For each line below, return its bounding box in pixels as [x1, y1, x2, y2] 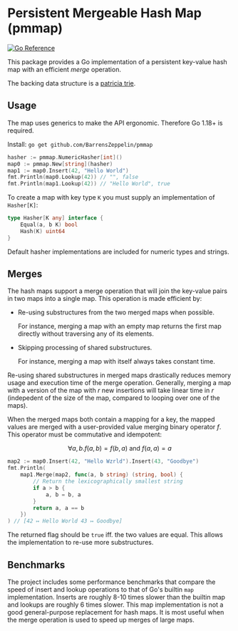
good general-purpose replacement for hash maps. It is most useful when [7, 608, 224, 616]
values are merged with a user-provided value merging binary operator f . [7, 423, 222, 431]
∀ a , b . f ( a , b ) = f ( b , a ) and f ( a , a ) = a [67, 444, 172, 453]
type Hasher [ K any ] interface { [7, 215, 103, 222]
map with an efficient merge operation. [7, 65, 121, 73]
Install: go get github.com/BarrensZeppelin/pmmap [7, 140, 153, 148]
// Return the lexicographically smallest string [33, 478, 183, 486]
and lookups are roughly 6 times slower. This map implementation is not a [7, 600, 224, 609]
